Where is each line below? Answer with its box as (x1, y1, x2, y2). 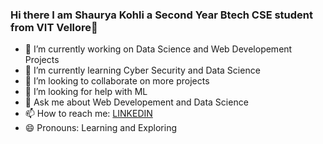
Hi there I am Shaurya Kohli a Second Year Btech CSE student (10, 8, 314, 22)
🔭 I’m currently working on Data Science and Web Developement (24, 43, 293, 55)
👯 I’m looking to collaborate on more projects (24, 75, 210, 87)
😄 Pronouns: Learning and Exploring (24, 122, 178, 134)
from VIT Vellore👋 (10, 20, 98, 34)
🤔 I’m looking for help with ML (24, 86, 148, 98)
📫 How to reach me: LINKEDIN (24, 108, 153, 120)
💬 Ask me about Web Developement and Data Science (24, 96, 249, 108)
